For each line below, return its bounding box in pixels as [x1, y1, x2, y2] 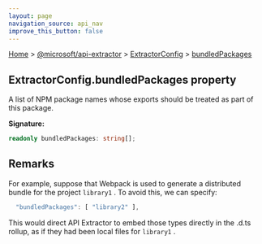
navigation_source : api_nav [8, 20, 104, 28]
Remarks [8, 157, 55, 171]
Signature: [8, 119, 45, 129]
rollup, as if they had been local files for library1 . [8, 226, 176, 236]
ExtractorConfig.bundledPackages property [8, 72, 237, 86]
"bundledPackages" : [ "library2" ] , [15, 203, 140, 211]
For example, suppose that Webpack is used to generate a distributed [8, 178, 242, 188]
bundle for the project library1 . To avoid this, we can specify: [8, 187, 217, 197]
